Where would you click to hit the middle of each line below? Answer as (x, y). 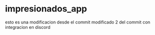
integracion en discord (28, 27)
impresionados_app (46, 9)
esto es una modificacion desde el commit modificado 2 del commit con (78, 22)
